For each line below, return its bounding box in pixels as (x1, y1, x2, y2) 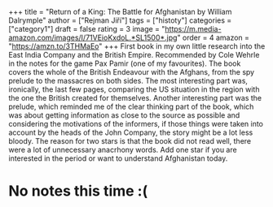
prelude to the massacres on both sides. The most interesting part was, (8, 76, 249, 85)
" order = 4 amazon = (177, 32, 250, 42)
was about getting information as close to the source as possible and (8, 110, 240, 120)
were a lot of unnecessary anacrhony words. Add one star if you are (8, 145, 238, 154)
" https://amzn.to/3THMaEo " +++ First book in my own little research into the (8, 41, 266, 51)
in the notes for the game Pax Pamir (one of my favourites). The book (8, 58, 241, 68)
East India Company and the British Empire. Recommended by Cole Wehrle (8, 50, 260, 59)
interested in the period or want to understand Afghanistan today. (8, 153, 228, 163)
